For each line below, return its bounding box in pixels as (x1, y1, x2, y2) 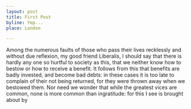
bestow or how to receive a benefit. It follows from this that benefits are (6, 65, 180, 72)
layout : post (6, 8, 38, 15)
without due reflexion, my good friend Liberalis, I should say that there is (6, 52, 182, 60)
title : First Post (6, 14, 51, 20)
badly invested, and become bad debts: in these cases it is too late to (6, 71, 174, 78)
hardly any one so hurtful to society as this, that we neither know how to (6, 59, 182, 66)
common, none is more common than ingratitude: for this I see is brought (6, 90, 184, 97)
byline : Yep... (6, 19, 44, 25)
